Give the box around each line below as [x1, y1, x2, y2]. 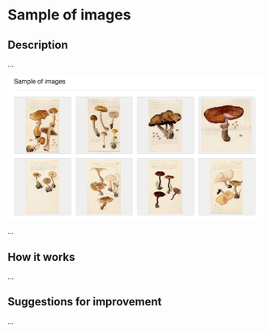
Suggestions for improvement [7, 295, 162, 309]
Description [7, 38, 68, 52]
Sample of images [7, 6, 131, 24]
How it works [7, 250, 75, 264]
